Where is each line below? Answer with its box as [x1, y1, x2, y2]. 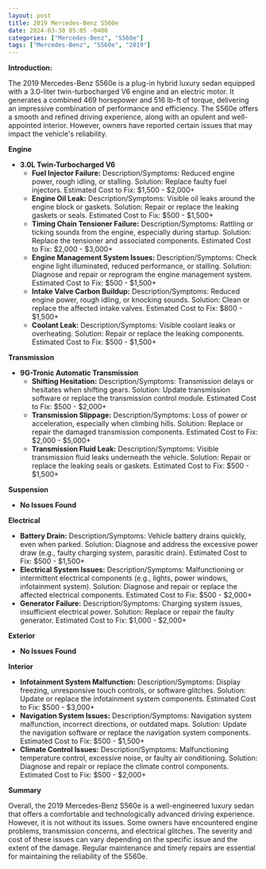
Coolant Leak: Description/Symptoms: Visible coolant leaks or [31, 320, 236, 330]
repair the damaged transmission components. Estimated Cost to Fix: [31, 427, 258, 437]
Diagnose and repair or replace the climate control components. [19, 762, 229, 771]
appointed [8, 121, 42, 130]
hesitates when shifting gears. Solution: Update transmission [31, 385, 230, 394]
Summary [8, 786, 41, 795]
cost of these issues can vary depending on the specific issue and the [8, 835, 238, 844]
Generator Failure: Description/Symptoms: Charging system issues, [19, 599, 243, 608]
